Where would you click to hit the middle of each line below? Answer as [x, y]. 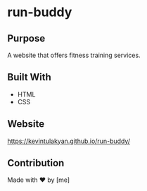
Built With [29, 77]
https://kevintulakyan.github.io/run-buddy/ [69, 141]
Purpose [26, 38]
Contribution [36, 163]
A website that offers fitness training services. [74, 55]
